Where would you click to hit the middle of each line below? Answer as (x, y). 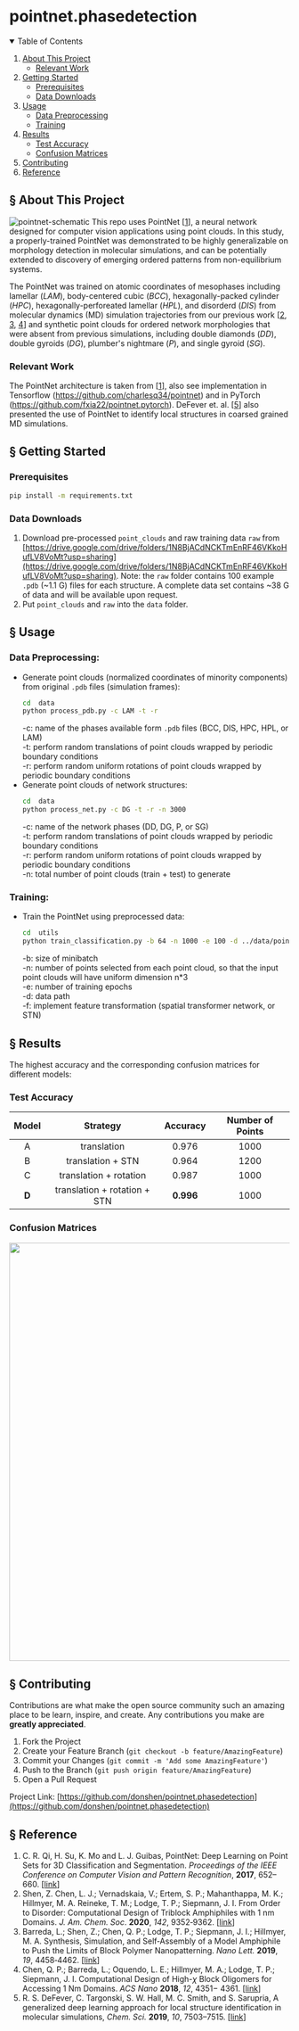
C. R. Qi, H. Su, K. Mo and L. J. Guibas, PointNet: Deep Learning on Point (155, 1856)
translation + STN (103, 1161)
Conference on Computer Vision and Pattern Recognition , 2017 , (139, 1875)
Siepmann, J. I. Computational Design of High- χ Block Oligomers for (147, 1979)
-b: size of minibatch (60, 958)
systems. (26, 268)
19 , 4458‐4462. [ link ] (61, 1961)
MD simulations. (39, 424)
